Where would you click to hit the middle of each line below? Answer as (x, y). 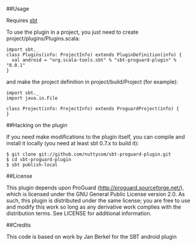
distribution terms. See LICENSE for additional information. (79, 213)
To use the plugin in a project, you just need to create (72, 32)
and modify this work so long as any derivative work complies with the (94, 207)
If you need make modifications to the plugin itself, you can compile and (96, 137)
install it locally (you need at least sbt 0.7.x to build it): (73, 143)
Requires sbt (22, 20)
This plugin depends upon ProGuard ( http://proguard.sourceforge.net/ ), (95, 188)
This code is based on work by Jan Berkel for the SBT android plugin (91, 237)
